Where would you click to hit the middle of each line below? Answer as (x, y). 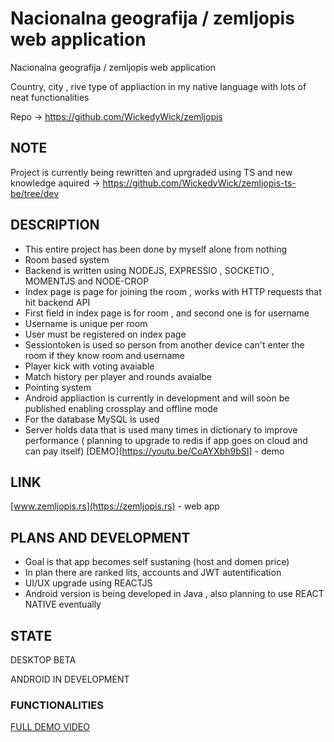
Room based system (67, 259)
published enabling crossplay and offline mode (121, 408)
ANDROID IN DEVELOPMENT (70, 679)
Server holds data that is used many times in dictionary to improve (161, 429)
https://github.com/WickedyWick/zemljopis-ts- (199, 183)
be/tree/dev (35, 193)
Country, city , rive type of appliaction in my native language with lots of (158, 86)
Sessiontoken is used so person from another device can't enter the (164, 344)
